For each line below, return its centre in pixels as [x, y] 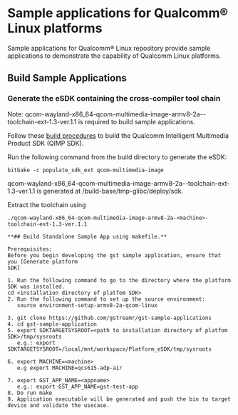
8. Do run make [30, 393]
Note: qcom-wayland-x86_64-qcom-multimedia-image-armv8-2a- [105, 114]
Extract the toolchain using [47, 204]
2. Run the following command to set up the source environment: [106, 299]
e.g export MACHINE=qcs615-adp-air [69, 368]
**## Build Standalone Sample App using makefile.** [87, 236]
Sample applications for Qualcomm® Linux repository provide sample [109, 48]
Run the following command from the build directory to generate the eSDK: [117, 157]
